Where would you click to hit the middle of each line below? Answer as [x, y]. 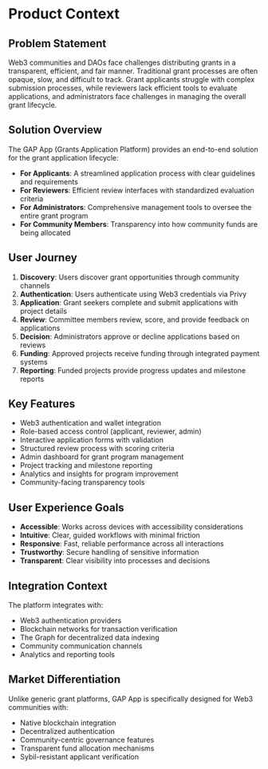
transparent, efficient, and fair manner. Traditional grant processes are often [133, 71]
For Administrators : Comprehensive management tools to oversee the [136, 207]
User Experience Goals [67, 507]
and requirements [49, 181]
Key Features [42, 404]
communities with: [39, 707]
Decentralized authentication [67, 731]
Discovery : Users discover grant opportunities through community [129, 277]
